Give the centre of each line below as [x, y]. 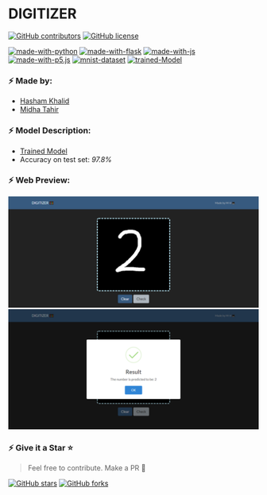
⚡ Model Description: [50, 130]
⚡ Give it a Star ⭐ [41, 447]
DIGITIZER [43, 14]
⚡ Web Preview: [39, 180]
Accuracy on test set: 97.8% [66, 159]
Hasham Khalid [44, 101]
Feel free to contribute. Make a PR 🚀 [87, 468]
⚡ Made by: [31, 80]
